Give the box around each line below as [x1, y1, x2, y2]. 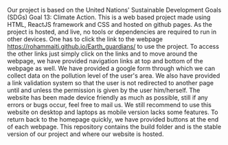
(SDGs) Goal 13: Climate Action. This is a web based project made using [7, 13, 211, 21]
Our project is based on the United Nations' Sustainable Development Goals [7, 6, 222, 14]
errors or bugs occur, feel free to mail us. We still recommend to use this [7, 101, 212, 109]
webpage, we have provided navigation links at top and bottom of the [7, 57, 204, 65]
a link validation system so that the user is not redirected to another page [7, 79, 214, 87]
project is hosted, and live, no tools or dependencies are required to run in [7, 27, 217, 36]
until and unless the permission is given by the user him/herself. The [7, 86, 201, 94]
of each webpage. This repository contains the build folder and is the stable [7, 123, 222, 131]
